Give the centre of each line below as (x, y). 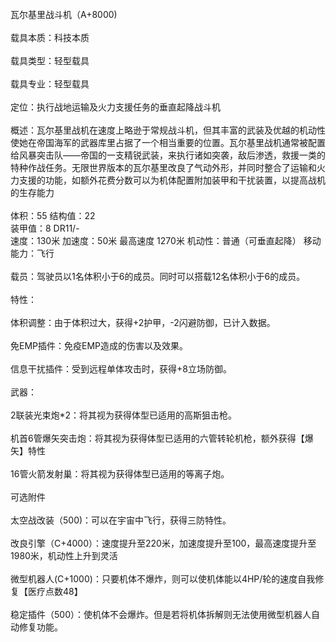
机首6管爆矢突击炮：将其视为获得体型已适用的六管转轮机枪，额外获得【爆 (162, 438)
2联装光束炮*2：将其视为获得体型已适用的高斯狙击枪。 (124, 415)
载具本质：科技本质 (50, 37)
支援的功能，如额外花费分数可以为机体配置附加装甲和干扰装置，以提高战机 (172, 180)
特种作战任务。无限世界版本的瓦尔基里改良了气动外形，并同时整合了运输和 (163, 167)
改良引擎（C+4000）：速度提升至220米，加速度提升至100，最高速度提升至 (163, 543)
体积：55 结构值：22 (53, 215)
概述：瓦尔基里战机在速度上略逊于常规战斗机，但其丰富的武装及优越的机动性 (168, 130)
